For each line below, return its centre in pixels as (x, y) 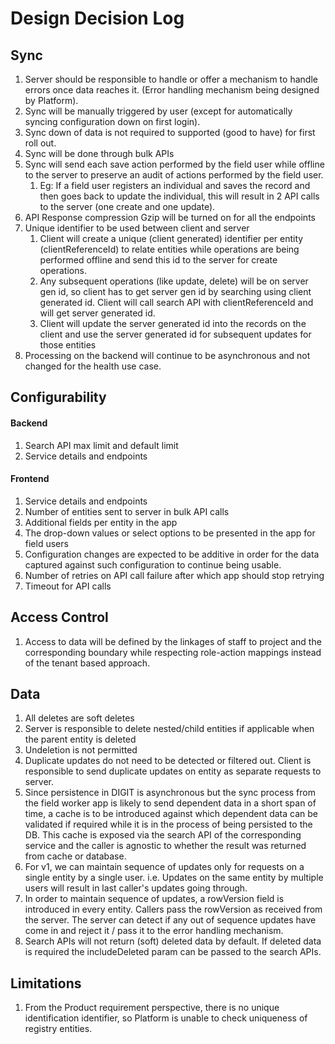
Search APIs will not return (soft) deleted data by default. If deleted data (173, 941)
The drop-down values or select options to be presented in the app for (170, 533)
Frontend (30, 479)
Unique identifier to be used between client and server (137, 228)
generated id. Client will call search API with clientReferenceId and (176, 302)
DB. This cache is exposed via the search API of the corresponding (163, 835)
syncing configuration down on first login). (112, 121)
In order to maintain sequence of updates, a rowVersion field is (154, 899)
